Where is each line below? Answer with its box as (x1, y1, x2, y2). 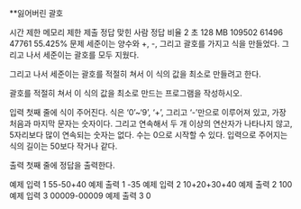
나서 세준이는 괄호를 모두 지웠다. (25, 50, 140, 60)
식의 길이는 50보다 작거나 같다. (9, 141, 118, 151)
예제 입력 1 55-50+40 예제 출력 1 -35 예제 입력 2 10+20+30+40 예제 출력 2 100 (9, 179, 293, 189)
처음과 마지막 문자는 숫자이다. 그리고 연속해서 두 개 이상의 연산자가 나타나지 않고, (9, 118, 293, 129)
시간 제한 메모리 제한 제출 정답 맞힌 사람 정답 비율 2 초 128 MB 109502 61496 (9, 27, 284, 38)
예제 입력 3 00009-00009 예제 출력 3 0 (9, 190, 151, 201)
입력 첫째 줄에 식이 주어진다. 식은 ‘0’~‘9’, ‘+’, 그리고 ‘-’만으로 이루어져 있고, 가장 (9, 107, 287, 117)
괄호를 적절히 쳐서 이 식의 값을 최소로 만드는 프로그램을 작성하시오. (9, 88, 242, 98)
